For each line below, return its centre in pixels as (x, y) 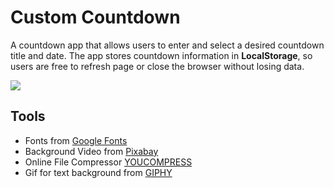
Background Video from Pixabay (91, 151)
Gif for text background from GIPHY (98, 172)
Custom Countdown (95, 17)
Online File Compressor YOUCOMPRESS (108, 162)
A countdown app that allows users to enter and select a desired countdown (167, 45)
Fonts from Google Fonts (76, 140)
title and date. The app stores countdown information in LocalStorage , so (161, 55)
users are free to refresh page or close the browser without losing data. (157, 66)
